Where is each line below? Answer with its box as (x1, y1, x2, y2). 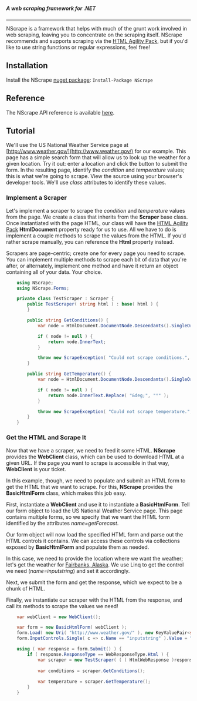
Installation (6, 61, 48, 71)
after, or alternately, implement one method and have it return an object (6, 262, 179, 269)
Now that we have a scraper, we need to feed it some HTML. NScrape (6, 447, 176, 454)
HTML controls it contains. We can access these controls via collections (6, 537, 180, 544)
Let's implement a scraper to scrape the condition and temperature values (6, 207, 186, 214)
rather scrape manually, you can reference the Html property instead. (6, 238, 174, 245)
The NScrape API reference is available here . (6, 109, 115, 116)
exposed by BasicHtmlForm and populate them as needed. (6, 544, 150, 551)
